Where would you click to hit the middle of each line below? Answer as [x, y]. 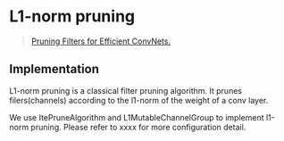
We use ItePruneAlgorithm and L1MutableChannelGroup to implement [137, 117]
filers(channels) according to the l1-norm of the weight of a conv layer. [139, 100]
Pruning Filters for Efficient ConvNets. [101, 41]
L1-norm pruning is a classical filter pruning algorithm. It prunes [126, 90]
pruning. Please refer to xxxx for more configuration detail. [138, 127]
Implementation [54, 69]
